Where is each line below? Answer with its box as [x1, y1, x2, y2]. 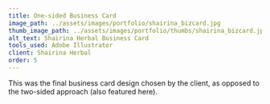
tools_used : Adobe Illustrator [8, 42, 113, 50]
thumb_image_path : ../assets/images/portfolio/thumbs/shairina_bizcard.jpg [8, 26, 268, 34]
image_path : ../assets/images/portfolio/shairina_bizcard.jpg [8, 19, 221, 27]
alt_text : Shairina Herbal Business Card [8, 34, 149, 42]
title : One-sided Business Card [8, 11, 117, 20]
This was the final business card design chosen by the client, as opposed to [8, 78, 260, 88]
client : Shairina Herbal [8, 49, 92, 57]
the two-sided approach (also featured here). [8, 86, 158, 96]
